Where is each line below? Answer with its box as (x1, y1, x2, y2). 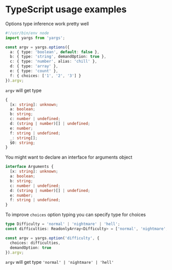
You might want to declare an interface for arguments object (5, 154, 133, 160)
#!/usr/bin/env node (5, 30, 50, 35)
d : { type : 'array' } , (10, 64, 58, 69)
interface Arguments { (5, 164, 54, 169)
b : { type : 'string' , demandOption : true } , (10, 54, 106, 60)
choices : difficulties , (10, 240, 60, 245)
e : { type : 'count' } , (10, 68, 58, 74)
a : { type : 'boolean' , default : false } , (10, 49, 100, 54)
